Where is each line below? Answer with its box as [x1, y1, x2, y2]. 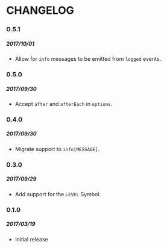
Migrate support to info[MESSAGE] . [14, 145, 100, 152]
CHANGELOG [6, 4, 74, 17]
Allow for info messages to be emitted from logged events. [14, 55, 162, 63]
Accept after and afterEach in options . [14, 100, 113, 107]
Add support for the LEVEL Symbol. [14, 190, 101, 197]
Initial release [14, 235, 48, 243]
